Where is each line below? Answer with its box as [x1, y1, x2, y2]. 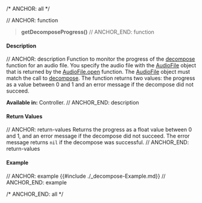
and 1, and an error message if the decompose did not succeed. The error [6, 132, 190, 140]
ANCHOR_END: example [6, 178, 68, 186]
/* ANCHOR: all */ [6, 5, 50, 12]
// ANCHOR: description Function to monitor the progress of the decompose [6, 55, 195, 62]
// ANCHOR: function [6, 17, 58, 23]
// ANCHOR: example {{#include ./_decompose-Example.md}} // [6, 172, 166, 180]
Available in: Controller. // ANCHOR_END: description [6, 99, 139, 106]
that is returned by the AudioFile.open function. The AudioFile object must [6, 68, 191, 76]
